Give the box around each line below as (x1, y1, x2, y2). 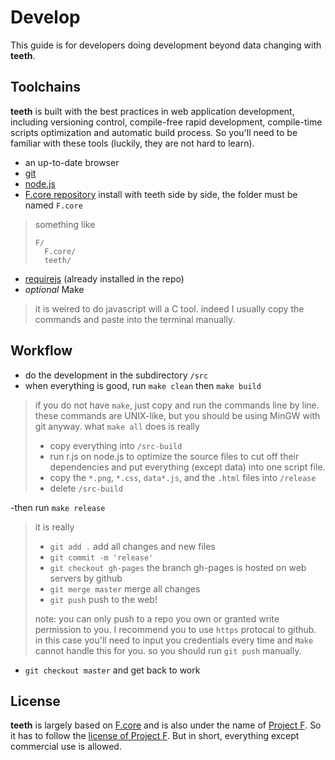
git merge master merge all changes (49, 582, 201, 595)
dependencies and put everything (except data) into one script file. (49, 461, 326, 473)
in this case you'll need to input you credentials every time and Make (34, 634, 314, 646)
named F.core (24, 199, 83, 211)
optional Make (24, 283, 85, 295)
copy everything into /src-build (49, 439, 183, 451)
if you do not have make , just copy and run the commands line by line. (34, 399, 320, 411)
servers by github (49, 572, 123, 584)
